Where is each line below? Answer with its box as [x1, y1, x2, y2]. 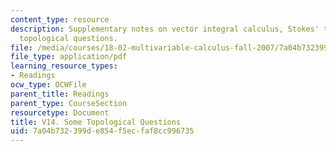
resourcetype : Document [10, 107, 110, 118]
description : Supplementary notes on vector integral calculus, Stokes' [10, 24, 320, 34]
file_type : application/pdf [10, 52, 128, 62]
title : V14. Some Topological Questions [10, 117, 182, 127]
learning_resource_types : [10, 61, 118, 71]
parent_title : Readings [10, 89, 110, 99]
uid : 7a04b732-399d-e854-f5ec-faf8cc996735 [10, 126, 195, 136]
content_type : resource [10, 14, 110, 25]
